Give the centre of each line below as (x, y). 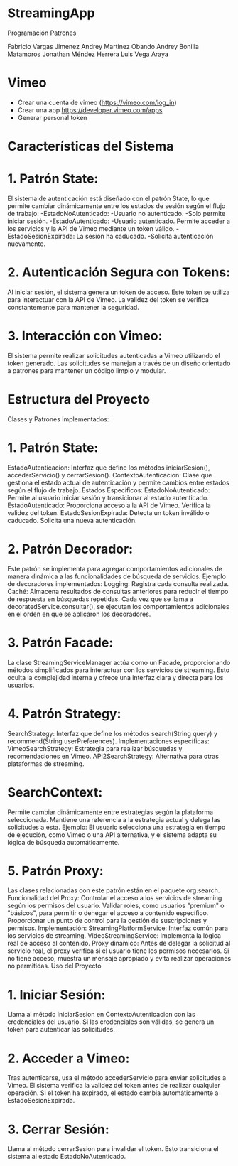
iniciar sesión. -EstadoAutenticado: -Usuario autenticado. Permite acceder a (119, 221)
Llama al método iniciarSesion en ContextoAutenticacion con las (101, 1015)
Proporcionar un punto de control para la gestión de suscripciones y (107, 921)
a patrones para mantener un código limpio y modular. (87, 370)
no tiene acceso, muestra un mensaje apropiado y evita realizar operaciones (119, 959)
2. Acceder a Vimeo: (69, 1058)
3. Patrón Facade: (60, 643)
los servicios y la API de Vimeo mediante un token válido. (91, 228)
